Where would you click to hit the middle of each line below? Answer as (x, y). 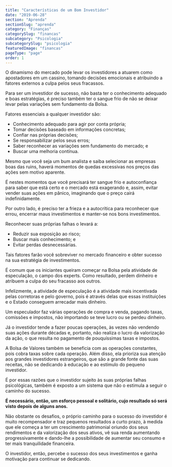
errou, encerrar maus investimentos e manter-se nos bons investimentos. (83, 214)
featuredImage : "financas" (34, 48)
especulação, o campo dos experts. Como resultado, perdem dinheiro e (81, 276)
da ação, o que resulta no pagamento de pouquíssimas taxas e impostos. (83, 338)
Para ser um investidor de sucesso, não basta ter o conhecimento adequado (86, 94)
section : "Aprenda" (26, 20)
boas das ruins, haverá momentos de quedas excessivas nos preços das (82, 167)
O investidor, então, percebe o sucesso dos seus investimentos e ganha (81, 454)
